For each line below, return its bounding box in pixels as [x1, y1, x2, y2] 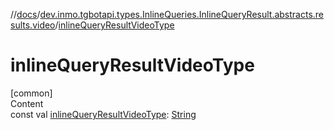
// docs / [10, 9, 41, 20]
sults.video [10, 19, 56, 31]
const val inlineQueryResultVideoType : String [10, 108, 197, 120]
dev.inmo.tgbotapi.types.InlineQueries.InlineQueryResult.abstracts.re [39, 9, 325, 20]
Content [10, 97, 44, 109]
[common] [10, 87, 53, 99]
